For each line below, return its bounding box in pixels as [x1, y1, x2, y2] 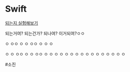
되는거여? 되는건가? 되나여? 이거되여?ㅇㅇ [5, 30, 85, 36]
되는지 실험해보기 [5, 20, 38, 26]
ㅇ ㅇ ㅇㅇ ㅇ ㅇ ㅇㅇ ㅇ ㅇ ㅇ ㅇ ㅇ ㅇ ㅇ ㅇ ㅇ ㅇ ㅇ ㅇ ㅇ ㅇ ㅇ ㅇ [5, 51, 126, 57]
